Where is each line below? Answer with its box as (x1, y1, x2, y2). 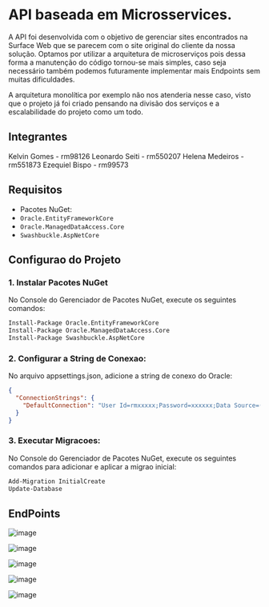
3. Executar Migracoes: (8, 435, 101, 446)
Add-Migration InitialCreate (8, 477, 106, 485)
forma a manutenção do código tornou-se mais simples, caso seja (8, 58, 227, 67)
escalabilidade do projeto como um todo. (8, 106, 144, 117)
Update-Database (8, 485, 62, 493)
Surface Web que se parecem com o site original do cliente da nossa (8, 40, 236, 50)
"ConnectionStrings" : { (15, 394, 94, 402)
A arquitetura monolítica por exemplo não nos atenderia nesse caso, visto (8, 90, 251, 99)
